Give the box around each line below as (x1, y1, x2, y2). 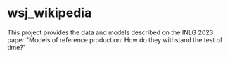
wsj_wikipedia (7, 5, 92, 21)
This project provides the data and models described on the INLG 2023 (7, 28, 214, 37)
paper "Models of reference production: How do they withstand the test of (7, 35, 223, 44)
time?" (7, 43, 27, 51)
